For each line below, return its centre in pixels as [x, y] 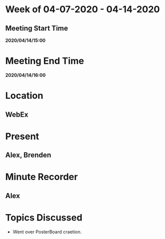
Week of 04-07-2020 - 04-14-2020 [82, 9]
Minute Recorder [42, 177]
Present [22, 136]
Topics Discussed [44, 217]
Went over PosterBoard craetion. [47, 232]
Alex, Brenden [28, 155]
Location [24, 96]
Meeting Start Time [37, 28]
